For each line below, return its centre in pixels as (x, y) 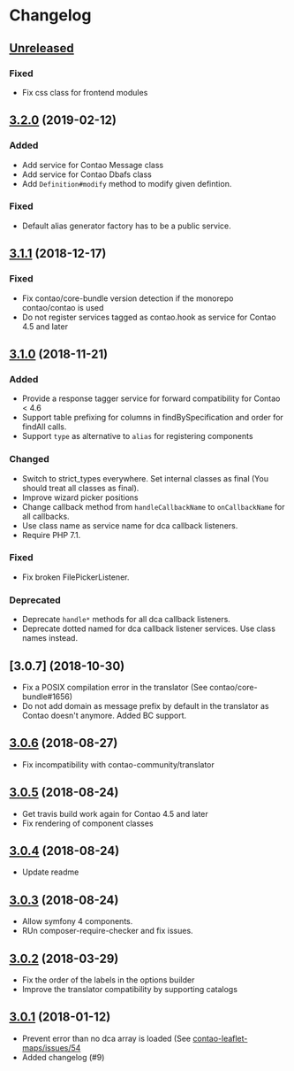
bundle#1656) (47, 697)
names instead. (49, 638)
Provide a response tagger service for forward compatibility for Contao (151, 398)
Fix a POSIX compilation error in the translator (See (115, 687)
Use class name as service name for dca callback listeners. (130, 525)
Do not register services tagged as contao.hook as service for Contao (149, 317)
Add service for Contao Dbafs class (87, 174)
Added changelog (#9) (63, 1057)
